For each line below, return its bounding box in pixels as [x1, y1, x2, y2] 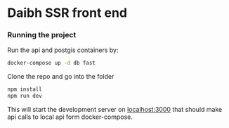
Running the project [7, 30, 77, 40]
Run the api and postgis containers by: [7, 46, 119, 54]
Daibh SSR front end [7, 5, 128, 21]
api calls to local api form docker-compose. [7, 113, 133, 121]
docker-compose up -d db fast [7, 60, 96, 67]
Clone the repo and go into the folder [7, 72, 115, 81]
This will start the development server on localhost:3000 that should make [7, 105, 223, 114]
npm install [7, 86, 42, 93]
